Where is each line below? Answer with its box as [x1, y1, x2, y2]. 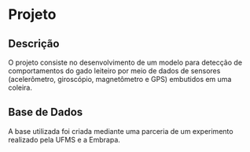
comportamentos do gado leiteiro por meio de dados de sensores [8, 66, 221, 76]
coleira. [8, 83, 33, 92]
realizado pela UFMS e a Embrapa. [8, 135, 120, 144]
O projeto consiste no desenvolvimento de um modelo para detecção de [8, 57, 242, 67]
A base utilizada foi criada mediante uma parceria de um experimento [8, 126, 233, 135]
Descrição [8, 37, 60, 50]
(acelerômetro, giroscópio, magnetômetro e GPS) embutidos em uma [8, 75, 232, 83]
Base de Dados [8, 106, 83, 119]
